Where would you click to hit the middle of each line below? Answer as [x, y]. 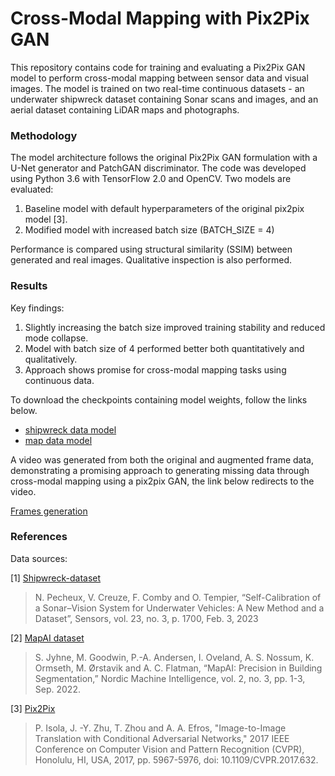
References [39, 537]
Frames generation [49, 511]
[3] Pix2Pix [33, 708]
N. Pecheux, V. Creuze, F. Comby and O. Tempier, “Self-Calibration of [178, 597]
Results [29, 286]
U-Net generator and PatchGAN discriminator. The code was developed [158, 168]
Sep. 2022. [57, 689]
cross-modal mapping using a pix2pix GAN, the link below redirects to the [162, 481]
